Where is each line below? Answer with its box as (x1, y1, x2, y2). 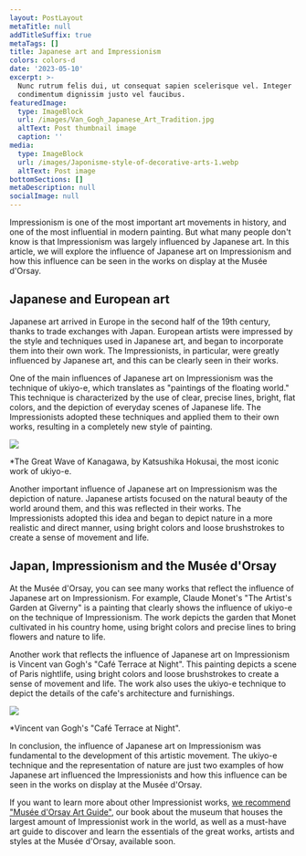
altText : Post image (17, 166, 96, 175)
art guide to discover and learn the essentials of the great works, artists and (9, 826, 295, 837)
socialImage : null (9, 192, 79, 201)
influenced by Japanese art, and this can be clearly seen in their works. (9, 354, 279, 365)
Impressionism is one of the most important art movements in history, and (9, 217, 287, 227)
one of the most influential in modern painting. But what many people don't (9, 227, 291, 238)
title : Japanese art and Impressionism (9, 48, 162, 57)
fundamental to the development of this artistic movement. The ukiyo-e (9, 750, 278, 761)
